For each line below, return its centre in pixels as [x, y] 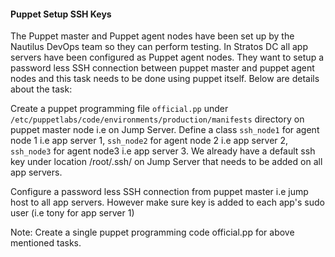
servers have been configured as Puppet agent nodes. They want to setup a [167, 57]
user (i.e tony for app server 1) [72, 213]
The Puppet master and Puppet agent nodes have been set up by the [152, 36]
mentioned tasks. [46, 243]
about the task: [41, 89]
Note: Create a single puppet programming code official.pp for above [152, 232]
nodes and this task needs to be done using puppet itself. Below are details [165, 79]
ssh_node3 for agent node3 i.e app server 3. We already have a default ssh [163, 151]
